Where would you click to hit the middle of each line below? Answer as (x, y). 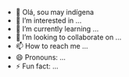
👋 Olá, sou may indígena (55, 12)
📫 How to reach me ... (52, 46)
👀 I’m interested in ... (48, 20)
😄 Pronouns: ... (41, 57)
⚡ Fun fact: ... (37, 66)
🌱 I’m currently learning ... (57, 29)
